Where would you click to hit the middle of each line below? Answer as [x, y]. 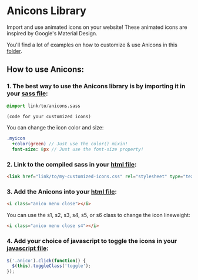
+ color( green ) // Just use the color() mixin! [70, 144]
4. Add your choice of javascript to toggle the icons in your [92, 241]
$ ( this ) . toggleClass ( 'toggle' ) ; [52, 266]
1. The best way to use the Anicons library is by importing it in [96, 86]
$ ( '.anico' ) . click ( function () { [46, 261]
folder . [14, 51]
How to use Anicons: [46, 70]
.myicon [16, 139]
